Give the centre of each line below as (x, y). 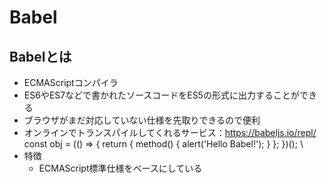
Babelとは (40, 56)
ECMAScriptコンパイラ (71, 82)
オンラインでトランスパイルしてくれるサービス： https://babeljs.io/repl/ (170, 132)
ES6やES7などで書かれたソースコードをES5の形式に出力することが (161, 95)
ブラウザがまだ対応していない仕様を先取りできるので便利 (142, 120)
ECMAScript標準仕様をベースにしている (120, 168)
